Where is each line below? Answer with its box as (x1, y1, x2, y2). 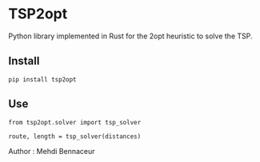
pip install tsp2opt (8, 75, 78, 84)
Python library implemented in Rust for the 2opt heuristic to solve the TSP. (8, 31, 254, 41)
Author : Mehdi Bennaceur (8, 146, 95, 156)
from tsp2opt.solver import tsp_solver (8, 118, 142, 126)
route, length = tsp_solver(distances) (8, 132, 142, 140)
